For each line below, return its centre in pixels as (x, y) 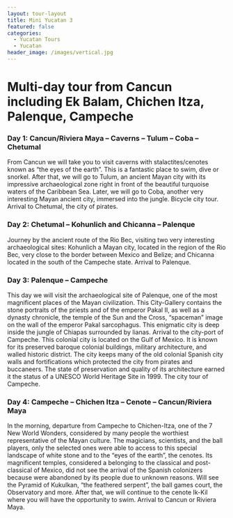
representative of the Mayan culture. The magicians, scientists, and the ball (115, 441)
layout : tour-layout (37, 14)
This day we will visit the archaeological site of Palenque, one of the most (112, 295)
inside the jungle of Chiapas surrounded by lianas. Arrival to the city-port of (115, 332)
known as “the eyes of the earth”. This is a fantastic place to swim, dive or (113, 170)
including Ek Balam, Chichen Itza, (106, 102)
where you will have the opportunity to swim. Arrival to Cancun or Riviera (112, 500)
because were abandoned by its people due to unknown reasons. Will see (113, 478)
